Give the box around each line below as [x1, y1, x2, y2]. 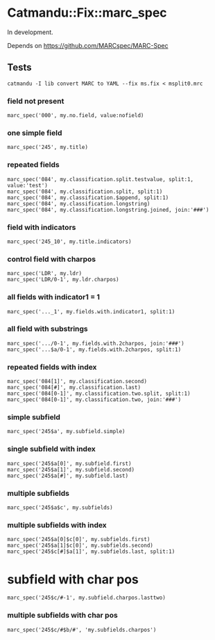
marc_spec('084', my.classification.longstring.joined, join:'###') [7, 206, 209, 213]
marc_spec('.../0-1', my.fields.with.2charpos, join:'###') [7, 340, 185, 347]
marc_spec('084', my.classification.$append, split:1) [7, 194, 169, 201]
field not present [7, 96, 64, 106]
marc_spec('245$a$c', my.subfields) [7, 504, 113, 511]
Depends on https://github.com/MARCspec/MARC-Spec [7, 41, 169, 49]
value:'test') [7, 182, 49, 189]
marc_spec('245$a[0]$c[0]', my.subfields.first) [7, 536, 150, 543]
